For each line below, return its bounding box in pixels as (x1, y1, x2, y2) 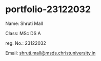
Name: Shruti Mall (5, 20, 43, 26)
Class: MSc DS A (5, 30, 41, 36)
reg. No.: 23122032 (5, 40, 46, 46)
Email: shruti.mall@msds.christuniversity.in (5, 50, 96, 56)
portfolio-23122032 (5, 4, 91, 15)
